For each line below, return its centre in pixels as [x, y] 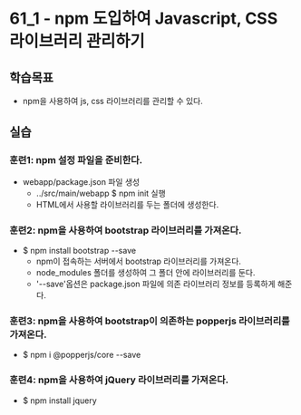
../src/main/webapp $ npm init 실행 [101, 193]
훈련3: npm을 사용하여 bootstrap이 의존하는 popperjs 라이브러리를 [150, 321]
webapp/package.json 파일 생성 [81, 181]
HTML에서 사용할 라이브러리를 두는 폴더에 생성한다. [127, 204]
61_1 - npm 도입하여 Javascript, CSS [144, 19]
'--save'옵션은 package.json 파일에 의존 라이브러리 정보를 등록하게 [156, 284]
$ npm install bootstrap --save [79, 250]
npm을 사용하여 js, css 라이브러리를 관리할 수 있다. [113, 101]
